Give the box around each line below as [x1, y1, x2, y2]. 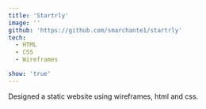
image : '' [8, 19, 41, 27]
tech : [8, 33, 26, 42]
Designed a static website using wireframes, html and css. [8, 92, 199, 101]
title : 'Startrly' [8, 11, 69, 20]
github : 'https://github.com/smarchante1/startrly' [8, 26, 182, 34]
